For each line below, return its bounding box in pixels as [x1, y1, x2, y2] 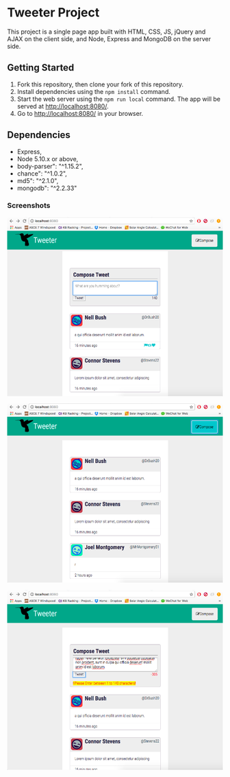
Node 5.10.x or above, [16, 154, 79, 163]
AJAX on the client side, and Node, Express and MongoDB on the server [7, 34, 211, 43]
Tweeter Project [7, 5, 100, 21]
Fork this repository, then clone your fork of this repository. [16, 80, 183, 88]
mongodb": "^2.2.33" [16, 184, 77, 192]
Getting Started [7, 62, 75, 73]
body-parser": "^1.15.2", [16, 162, 84, 170]
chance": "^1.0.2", [16, 169, 67, 178]
